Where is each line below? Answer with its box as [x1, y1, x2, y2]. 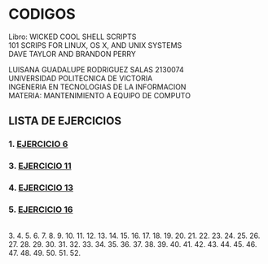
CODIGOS [8, 5, 76, 24]
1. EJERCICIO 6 [8, 139, 68, 150]
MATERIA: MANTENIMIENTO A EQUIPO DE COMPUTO [8, 90, 191, 100]
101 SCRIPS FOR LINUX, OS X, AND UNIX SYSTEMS [8, 40, 182, 50]
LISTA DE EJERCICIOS [8, 115, 122, 128]
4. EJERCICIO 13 [8, 182, 74, 193]
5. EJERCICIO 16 [8, 204, 73, 215]
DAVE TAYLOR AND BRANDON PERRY [8, 49, 136, 58]
